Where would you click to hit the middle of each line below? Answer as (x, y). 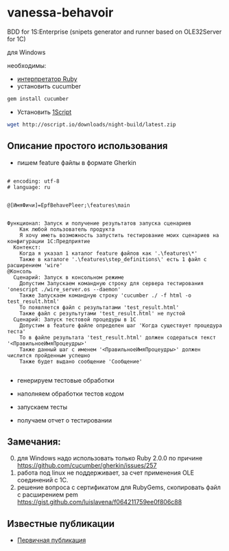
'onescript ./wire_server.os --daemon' (64, 289)
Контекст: (27, 247)
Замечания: (34, 441)
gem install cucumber (38, 99)
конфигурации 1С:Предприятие (49, 241)
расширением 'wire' (35, 265)
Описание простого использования (87, 146)
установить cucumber (49, 86)
